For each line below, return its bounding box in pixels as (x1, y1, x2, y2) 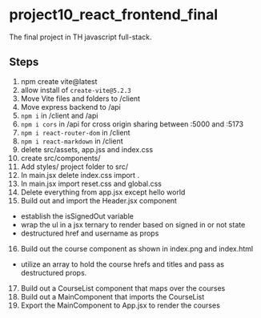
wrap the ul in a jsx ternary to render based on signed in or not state (20, 219, 246, 229)
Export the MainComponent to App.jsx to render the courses (20, 300, 221, 310)
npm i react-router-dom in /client (20, 127, 130, 137)
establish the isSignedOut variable (20, 211, 135, 221)
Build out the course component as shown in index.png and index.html (20, 244, 254, 253)
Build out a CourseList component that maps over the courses (20, 283, 226, 293)
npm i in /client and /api (20, 111, 98, 120)
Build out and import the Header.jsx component (20, 195, 177, 205)
